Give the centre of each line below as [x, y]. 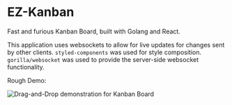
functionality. [26, 67]
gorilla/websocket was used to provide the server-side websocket [103, 59]
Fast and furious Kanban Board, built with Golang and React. [94, 31]
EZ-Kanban [41, 12]
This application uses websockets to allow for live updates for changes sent [116, 45]
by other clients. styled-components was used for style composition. [105, 52]
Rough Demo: [27, 80]
